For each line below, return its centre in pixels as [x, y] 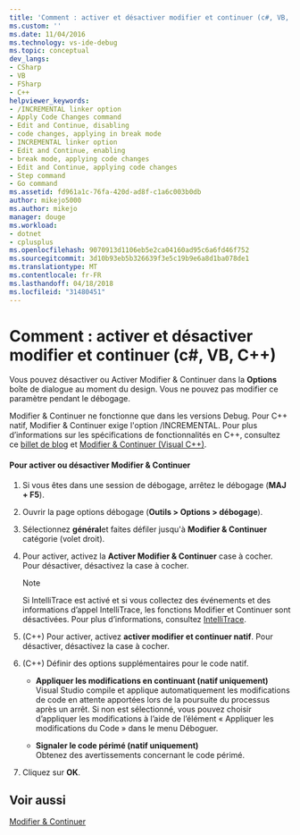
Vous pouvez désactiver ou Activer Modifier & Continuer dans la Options [143, 380]
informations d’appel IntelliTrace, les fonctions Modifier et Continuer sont [156, 610]
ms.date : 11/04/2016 [48, 34]
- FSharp [25, 84]
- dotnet [25, 233]
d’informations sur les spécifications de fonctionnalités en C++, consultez [145, 435]
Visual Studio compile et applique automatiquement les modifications [162, 690]
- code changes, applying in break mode [86, 134]
